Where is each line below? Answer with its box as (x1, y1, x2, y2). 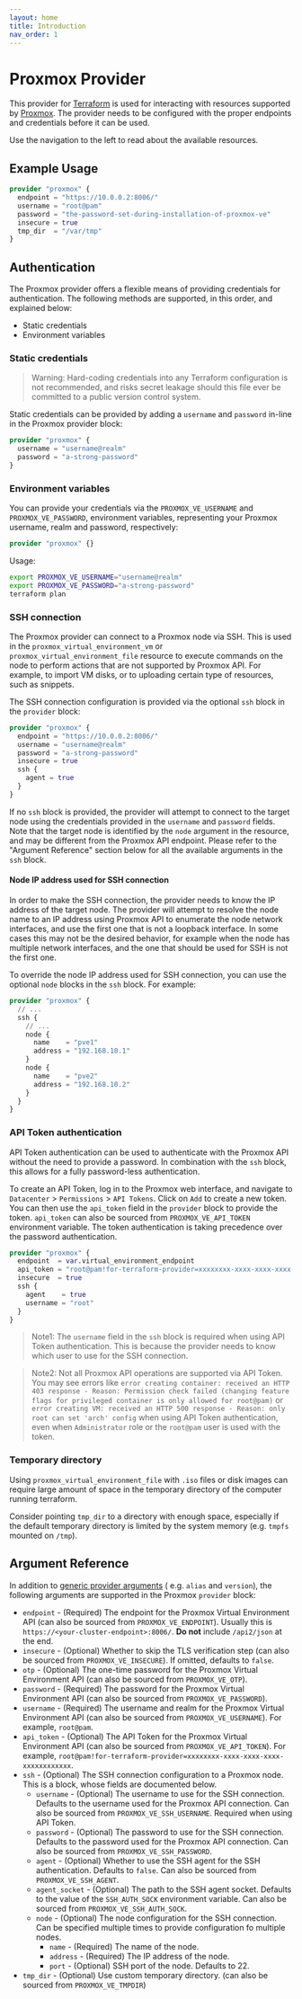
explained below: (9, 303, 73, 314)
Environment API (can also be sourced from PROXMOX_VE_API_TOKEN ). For (22, 1740, 286, 1751)
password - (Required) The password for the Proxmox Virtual (22, 1683, 245, 1694)
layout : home (9, 13, 58, 22)
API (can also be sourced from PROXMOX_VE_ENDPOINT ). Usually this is (22, 1616, 272, 1627)
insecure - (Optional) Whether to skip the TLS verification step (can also (22, 1645, 290, 1656)
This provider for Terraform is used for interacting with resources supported (9, 98, 290, 109)
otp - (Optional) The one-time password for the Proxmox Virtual (22, 1664, 259, 1675)
